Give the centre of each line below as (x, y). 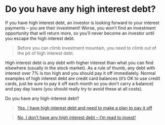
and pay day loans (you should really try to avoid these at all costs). (74, 89)
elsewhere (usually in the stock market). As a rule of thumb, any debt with (80, 68)
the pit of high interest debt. (45, 53)
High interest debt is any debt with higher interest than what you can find (79, 62)
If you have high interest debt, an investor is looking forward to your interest (82, 23)
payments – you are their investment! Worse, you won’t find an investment (81, 28)
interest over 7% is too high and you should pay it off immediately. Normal (80, 73)
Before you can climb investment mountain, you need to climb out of (87, 48)
